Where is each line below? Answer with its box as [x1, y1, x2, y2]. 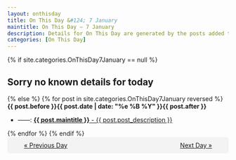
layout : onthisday [7, 10, 61, 18]
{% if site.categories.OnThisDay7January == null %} [7, 55, 158, 64]
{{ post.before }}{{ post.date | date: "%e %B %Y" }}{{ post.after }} [7, 102, 207, 110]
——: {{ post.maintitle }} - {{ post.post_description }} [17, 115, 173, 124]
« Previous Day [23, 141, 68, 149]
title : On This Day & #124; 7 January [7, 17, 118, 24]
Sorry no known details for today [7, 76, 154, 88]
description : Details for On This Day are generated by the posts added [7, 29, 225, 37]
